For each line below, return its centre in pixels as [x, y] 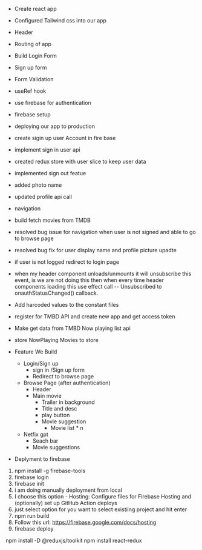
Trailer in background [68, 402]
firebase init [29, 484]
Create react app [35, 9]
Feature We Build [36, 352]
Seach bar [45, 441]
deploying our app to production [54, 126]
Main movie [47, 396]
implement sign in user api [47, 150]
